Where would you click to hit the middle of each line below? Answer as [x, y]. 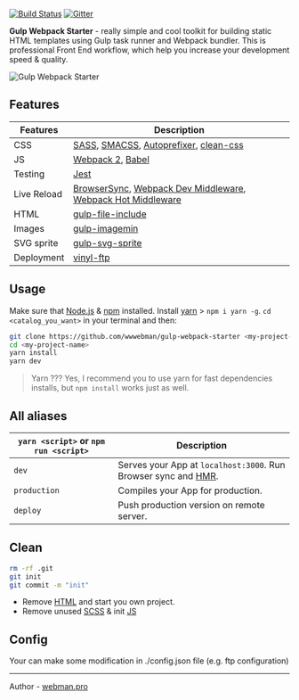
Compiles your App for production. [190, 490]
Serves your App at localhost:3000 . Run [202, 465]
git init [25, 576]
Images [29, 228]
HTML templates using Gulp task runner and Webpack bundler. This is [138, 41]
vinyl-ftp [91, 257]
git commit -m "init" [49, 585]
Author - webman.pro [49, 687]
